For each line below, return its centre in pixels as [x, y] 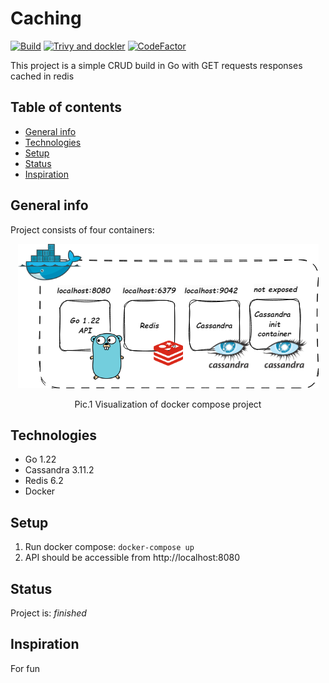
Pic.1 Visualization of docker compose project [168, 404]
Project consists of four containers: [82, 229]
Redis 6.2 [44, 481]
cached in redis [42, 76]
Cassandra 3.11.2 [59, 470]
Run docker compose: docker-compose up [109, 547]
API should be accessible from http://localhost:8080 [132, 558]
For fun [25, 668]
